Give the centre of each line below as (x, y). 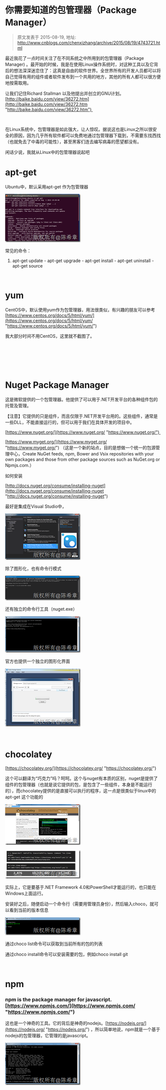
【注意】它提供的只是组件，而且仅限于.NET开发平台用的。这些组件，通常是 (82, 416)
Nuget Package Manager (57, 385)
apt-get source (27, 266)
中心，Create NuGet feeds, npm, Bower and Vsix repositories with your (82, 454)
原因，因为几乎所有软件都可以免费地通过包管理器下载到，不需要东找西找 (87, 135)
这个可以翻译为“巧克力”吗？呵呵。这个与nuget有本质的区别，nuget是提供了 (82, 778)
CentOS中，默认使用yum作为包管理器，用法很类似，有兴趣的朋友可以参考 (80, 310)
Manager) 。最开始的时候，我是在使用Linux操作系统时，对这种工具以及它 (80, 64)
